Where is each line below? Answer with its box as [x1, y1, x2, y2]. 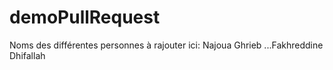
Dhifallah [9, 49, 46, 61]
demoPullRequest [9, 6, 161, 29]
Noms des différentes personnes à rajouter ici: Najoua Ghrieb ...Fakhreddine [9, 39, 324, 51]
